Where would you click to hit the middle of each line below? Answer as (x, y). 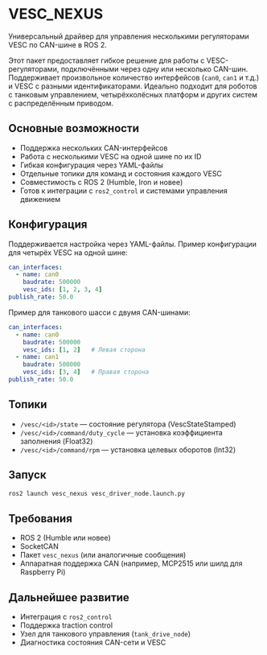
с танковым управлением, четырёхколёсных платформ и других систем (133, 94)
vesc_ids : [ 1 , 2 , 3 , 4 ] (63, 290)
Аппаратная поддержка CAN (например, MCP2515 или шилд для (131, 563)
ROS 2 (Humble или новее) (65, 538)
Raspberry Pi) (43, 572)
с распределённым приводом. (61, 103)
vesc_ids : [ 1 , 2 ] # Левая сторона (84, 350)
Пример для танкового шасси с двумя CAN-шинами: (99, 312)
